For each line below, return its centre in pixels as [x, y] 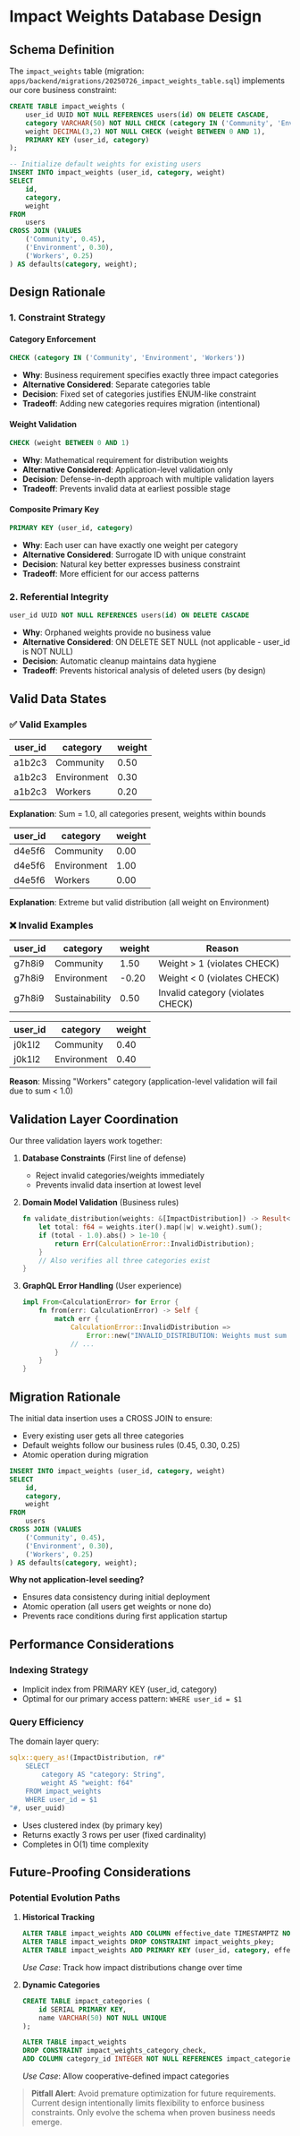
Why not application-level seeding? [77, 1580]
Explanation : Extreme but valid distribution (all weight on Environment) [139, 903]
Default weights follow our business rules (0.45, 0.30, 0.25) [131, 1445]
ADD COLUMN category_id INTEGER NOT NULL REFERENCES [122, 2059]
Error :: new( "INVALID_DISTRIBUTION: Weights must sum [187, 1335]
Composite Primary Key [54, 509]
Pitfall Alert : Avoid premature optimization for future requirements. [154, 2093]
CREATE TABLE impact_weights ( [67, 107]
